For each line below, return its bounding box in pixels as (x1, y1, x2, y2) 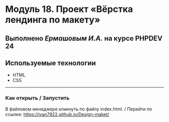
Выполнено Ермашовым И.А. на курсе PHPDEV (5, 34, 162, 42)
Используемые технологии (5, 58, 96, 67)
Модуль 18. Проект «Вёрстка (5, 3, 133, 15)
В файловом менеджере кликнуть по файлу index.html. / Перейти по (5, 106, 152, 112)
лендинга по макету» (5, 14, 101, 25)
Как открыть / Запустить (5, 94, 70, 101)
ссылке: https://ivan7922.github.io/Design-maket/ (5, 111, 110, 117)
